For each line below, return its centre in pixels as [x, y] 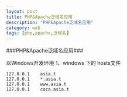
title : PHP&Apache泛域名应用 [40, 17]
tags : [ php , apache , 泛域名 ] [37, 33]
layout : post [22, 11]
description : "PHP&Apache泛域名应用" [50, 22]
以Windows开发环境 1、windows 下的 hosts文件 [63, 63]
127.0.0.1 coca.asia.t [37, 89]
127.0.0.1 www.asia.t [36, 84]
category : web [23, 28]
